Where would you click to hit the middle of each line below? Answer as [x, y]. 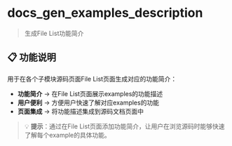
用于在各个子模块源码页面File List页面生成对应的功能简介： [92, 79]
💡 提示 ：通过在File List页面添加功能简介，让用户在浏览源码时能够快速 [124, 126]
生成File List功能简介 [54, 33]
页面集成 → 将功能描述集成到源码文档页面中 [81, 111]
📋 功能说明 [32, 58]
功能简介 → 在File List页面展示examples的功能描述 [90, 93]
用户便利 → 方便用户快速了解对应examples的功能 [88, 102]
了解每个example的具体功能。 [67, 135]
